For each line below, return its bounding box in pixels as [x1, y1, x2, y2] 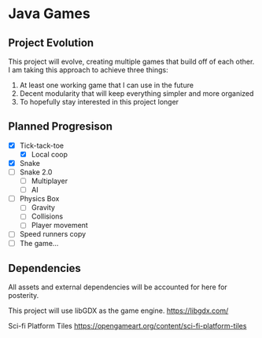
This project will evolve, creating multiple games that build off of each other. [8, 57, 255, 66]
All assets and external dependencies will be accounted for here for [8, 282, 228, 292]
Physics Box [19, 194, 60, 204]
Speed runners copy [19, 230, 87, 239]
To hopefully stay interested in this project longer [19, 97, 179, 106]
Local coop [31, 149, 68, 159]
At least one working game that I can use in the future [19, 80, 194, 90]
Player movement [31, 221, 88, 230]
